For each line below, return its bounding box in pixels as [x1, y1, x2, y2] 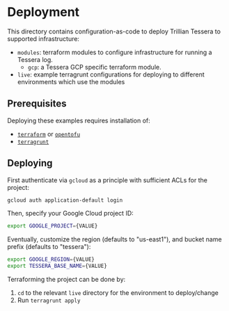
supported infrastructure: [7, 34, 80, 42]
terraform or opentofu [17, 129, 81, 138]
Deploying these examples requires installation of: [7, 116, 151, 125]
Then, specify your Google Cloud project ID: [7, 209, 134, 218]
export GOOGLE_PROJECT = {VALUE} [7, 223, 98, 230]
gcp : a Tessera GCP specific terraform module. [27, 63, 161, 71]
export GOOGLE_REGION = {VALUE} [7, 256, 95, 263]
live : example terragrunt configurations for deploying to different [17, 70, 205, 79]
